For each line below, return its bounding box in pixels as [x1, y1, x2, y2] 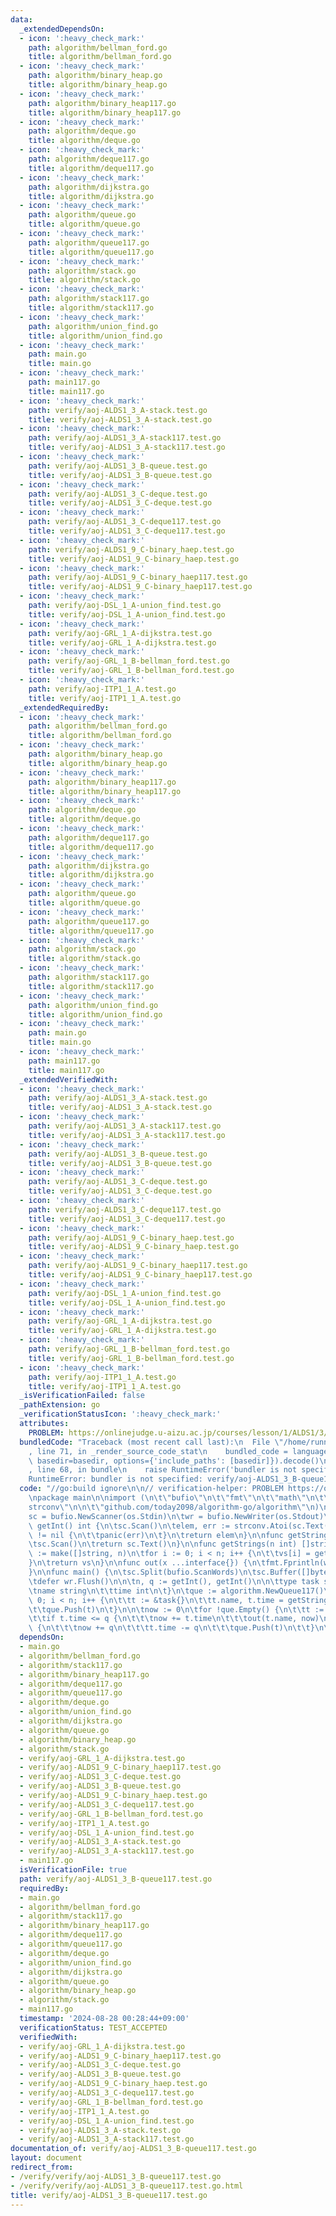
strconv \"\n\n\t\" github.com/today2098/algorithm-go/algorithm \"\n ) [28, 1502, 320, 1512]
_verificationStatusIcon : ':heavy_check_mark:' [19, 1409, 222, 1420]
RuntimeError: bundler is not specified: [28, 1474, 203, 1485]
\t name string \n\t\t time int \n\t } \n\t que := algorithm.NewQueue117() [28, 1586, 325, 1596]
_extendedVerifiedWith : [19, 1074, 118, 1085]
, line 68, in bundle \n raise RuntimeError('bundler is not [28, 1465, 298, 1475]
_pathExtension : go [19, 1400, 101, 1410]
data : [10, 14, 33, 25]
